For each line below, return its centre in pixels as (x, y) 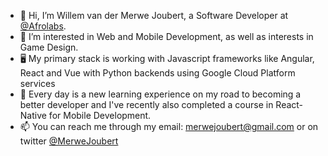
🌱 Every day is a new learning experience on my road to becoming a (160, 94)
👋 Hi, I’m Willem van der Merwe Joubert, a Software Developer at (154, 15)
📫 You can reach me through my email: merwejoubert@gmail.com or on (169, 126)
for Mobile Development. (100, 115)
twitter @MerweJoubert (69, 141)
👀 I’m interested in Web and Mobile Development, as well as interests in (166, 36)
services (37, 83)
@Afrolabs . (43, 26)
